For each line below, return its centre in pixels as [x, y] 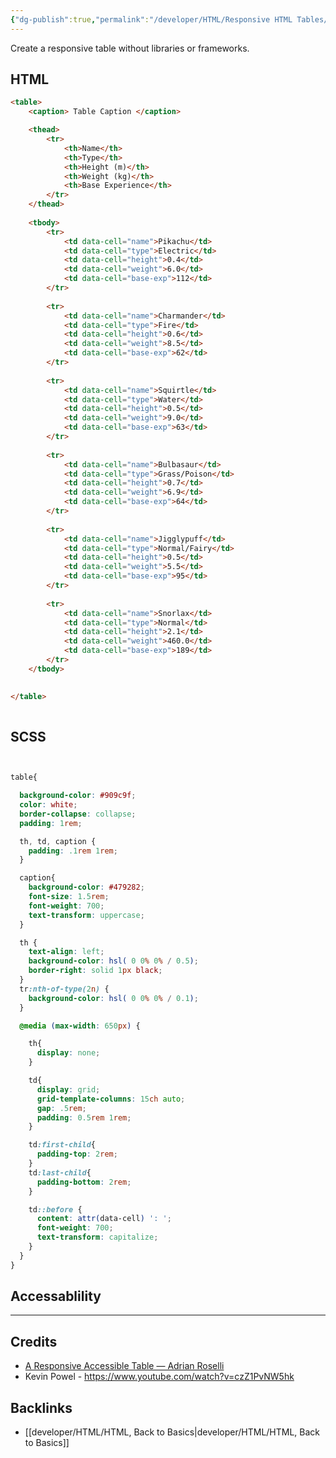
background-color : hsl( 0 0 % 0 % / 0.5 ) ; [113, 961]
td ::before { [55, 1209]
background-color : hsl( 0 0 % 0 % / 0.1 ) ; [113, 998]
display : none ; [68, 1053]
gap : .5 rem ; [61, 1108]
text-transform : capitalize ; [97, 1237]
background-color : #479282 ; [86, 887]
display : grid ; [68, 1089]
